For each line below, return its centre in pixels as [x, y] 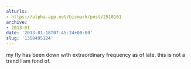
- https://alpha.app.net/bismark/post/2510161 [64, 17]
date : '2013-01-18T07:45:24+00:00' [50, 33]
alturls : [17, 11]
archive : [17, 22]
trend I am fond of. [28, 61]
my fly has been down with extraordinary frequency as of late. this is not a [96, 55]
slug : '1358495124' [30, 38]
